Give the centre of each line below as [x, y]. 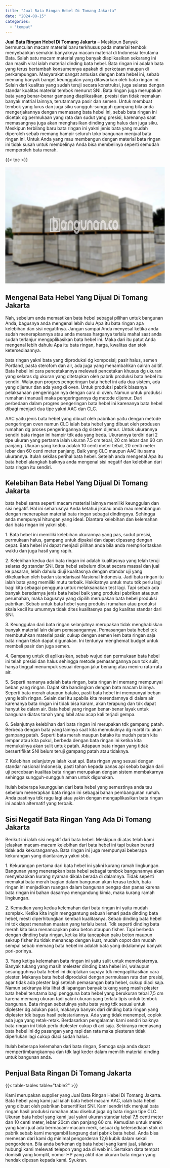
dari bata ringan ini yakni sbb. [36, 525]
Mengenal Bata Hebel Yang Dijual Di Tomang [77, 298]
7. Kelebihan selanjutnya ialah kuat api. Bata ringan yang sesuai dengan [79, 761]
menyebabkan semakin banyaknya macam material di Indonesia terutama [82, 53]
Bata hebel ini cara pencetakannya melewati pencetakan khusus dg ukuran [83, 371]
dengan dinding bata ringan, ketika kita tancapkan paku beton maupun [79, 935]
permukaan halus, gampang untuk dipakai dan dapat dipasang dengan [79, 540]
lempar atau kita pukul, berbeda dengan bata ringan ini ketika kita [74, 741]
